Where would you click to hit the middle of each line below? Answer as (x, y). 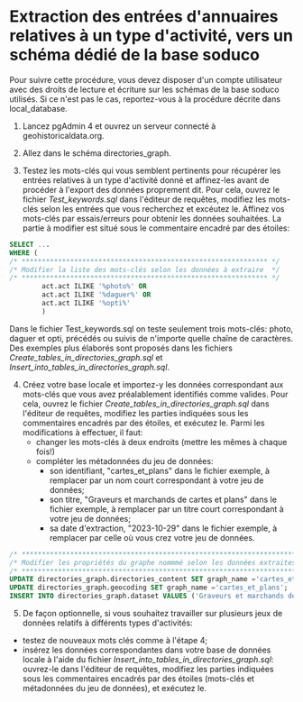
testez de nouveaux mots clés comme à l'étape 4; (115, 641)
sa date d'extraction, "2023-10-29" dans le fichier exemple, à (163, 528)
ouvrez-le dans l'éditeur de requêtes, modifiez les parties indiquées (148, 670)
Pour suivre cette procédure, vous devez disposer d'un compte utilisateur (146, 79)
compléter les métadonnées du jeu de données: (124, 460)
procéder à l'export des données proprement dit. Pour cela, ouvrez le (151, 189)
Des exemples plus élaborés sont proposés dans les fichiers (121, 348)
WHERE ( (24, 253)
